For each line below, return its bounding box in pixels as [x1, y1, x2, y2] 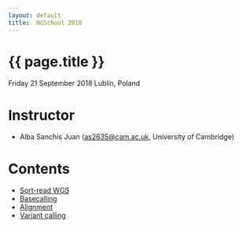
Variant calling [19, 211, 67, 220]
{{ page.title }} [8, 53, 105, 71]
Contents [8, 160, 71, 178]
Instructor [8, 106, 75, 124]
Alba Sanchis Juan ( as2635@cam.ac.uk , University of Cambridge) [19, 132, 235, 142]
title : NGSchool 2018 [8, 19, 82, 27]
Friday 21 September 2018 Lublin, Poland [8, 79, 141, 88]
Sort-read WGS [19, 186, 70, 195]
